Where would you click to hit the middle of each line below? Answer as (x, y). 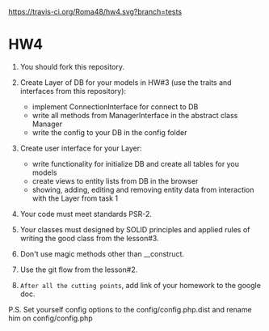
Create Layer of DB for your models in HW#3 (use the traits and (126, 82)
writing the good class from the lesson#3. (89, 238)
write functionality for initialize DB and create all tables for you (136, 163)
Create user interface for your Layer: (81, 148)
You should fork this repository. (72, 66)
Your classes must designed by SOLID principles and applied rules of (135, 229)
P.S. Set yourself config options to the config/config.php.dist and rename (130, 309)
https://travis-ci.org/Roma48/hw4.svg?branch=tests (95, 12)
